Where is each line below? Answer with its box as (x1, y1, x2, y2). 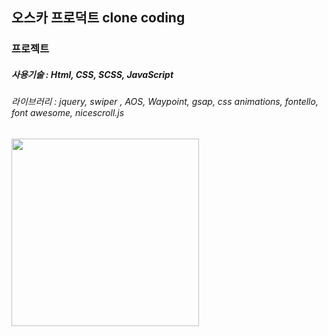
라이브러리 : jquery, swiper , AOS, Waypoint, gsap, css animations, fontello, (11, 96, 319, 108)
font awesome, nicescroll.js (11, 107, 125, 119)
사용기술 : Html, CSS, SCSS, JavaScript (11, 68, 174, 80)
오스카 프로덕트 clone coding (11, 9, 186, 27)
